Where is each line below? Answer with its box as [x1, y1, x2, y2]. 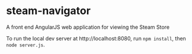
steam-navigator [6, 4, 91, 18]
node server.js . [6, 41, 46, 48]
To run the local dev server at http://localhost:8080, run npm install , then [6, 35, 187, 42]
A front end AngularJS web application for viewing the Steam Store [6, 23, 170, 31]
